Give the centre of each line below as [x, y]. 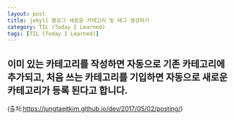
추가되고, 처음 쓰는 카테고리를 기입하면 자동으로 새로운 [117, 77]
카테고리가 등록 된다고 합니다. [68, 90]
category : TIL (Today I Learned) [56, 27]
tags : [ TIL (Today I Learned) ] [53, 34]
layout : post [26, 14]
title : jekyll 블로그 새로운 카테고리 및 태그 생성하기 [79, 20]
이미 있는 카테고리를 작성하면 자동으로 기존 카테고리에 [116, 64]
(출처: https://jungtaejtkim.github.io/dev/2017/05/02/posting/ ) [95, 109]
